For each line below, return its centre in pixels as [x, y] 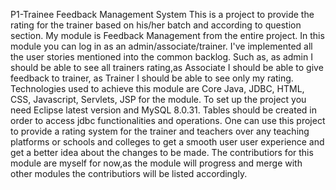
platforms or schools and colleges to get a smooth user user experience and [167, 142]
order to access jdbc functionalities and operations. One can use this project [168, 120]
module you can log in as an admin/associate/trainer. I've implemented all [161, 46]
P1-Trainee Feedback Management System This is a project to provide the [162, 14]
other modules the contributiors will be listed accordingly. [129, 173]
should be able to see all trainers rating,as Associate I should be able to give [167, 67]
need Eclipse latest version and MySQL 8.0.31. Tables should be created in [163, 110]
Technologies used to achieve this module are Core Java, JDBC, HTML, [157, 88]
